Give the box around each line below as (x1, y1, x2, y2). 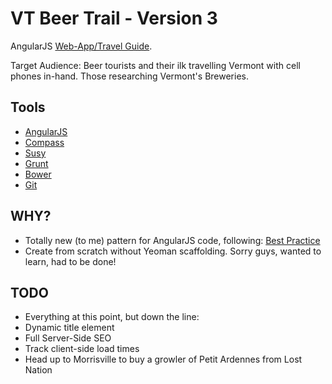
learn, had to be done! (24, 255, 117, 267)
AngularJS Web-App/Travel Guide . (10, 40, 153, 52)
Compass (24, 136, 65, 148)
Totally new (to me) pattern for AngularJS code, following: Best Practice (24, 234, 321, 246)
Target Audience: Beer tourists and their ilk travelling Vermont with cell (10, 59, 301, 71)
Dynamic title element (24, 322, 115, 334)
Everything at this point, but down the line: (24, 311, 200, 323)
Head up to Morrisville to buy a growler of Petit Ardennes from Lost (24, 353, 303, 366)
